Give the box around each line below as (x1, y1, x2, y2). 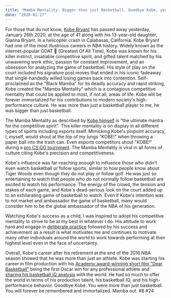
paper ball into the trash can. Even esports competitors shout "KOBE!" (5, 139, 152, 145)
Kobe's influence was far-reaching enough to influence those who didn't (5, 159, 157, 166)
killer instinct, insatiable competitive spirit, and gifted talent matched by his (5, 53, 162, 59)
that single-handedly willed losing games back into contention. (5, 75, 137, 81)
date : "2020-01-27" (5, 12, 47, 17)
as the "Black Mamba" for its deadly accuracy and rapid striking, (30, 80, 165, 87)
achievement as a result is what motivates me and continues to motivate (5, 229, 157, 235)
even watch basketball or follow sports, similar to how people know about (5, 165, 159, 171)
